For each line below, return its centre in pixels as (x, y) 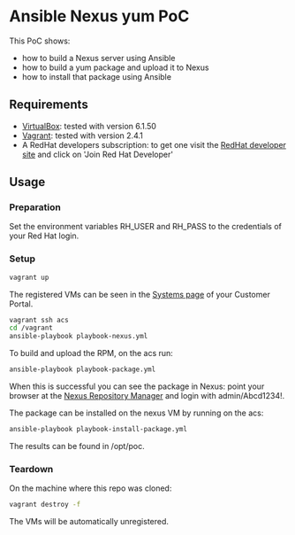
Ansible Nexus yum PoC (99, 16)
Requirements (49, 105)
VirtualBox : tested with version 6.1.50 (89, 126)
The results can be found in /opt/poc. (77, 446)
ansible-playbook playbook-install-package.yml (98, 430)
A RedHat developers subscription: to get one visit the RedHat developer (154, 144)
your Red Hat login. (44, 236)
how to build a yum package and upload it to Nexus (115, 67)
